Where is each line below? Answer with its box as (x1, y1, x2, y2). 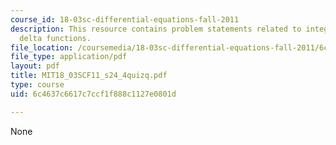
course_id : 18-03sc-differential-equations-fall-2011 (10, 14, 240, 25)
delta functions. (19, 33, 92, 43)
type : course (10, 80, 65, 90)
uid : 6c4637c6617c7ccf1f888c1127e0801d (10, 89, 177, 99)
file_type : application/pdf (10, 52, 128, 62)
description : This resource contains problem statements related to (10, 24, 302, 34)
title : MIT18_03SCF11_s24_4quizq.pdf (10, 71, 168, 81)
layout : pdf (10, 61, 60, 71)
